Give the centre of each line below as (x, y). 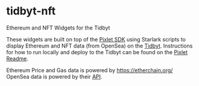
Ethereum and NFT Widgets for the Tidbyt (58, 28)
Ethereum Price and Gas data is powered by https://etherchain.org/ (90, 70)
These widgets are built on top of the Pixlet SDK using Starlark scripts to (96, 39)
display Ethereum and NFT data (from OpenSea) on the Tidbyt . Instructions (99, 46)
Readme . (17, 58)
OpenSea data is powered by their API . (54, 76)
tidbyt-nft (31, 11)
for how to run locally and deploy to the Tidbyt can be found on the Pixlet (97, 52)
